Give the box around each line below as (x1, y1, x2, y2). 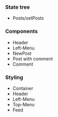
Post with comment (12, 55, 53, 62)
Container (12, 85, 34, 91)
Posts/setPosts (12, 15, 44, 21)
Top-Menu (12, 101, 35, 107)
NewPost (12, 50, 32, 56)
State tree (5, 4, 30, 11)
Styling (5, 74, 24, 81)
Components (5, 28, 38, 35)
